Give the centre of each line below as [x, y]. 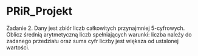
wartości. [18, 47]
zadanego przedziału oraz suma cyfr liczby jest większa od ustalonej [93, 41]
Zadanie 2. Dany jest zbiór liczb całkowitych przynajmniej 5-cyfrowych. [96, 28]
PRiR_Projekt [39, 11]
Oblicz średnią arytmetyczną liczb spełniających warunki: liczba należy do [99, 34]
